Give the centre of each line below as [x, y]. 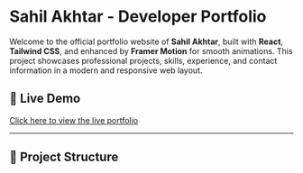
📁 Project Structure [64, 157]
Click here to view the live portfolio [74, 120]
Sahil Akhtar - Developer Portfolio [138, 17]
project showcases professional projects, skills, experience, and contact [143, 60]
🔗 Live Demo [45, 99]
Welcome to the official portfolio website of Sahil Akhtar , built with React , [147, 41]
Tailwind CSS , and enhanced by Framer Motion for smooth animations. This [151, 50]
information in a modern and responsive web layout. [106, 70]
